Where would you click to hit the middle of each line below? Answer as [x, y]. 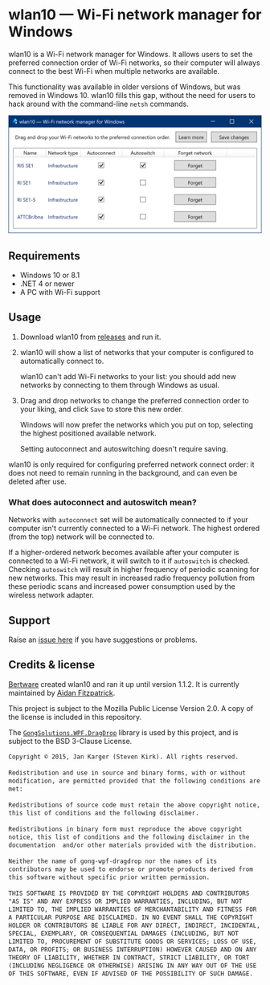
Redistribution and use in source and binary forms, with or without [127, 773]
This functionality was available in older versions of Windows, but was [125, 87]
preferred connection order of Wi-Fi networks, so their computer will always [134, 63]
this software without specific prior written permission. [109, 877]
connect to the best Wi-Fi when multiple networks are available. [114, 71]
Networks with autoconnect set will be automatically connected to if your [129, 520]
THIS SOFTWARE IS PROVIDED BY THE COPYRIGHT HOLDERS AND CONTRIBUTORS [129, 893]
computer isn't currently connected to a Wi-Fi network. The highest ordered [134, 529]
